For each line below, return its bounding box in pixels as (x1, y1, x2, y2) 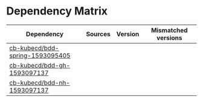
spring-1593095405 (9, 51, 71, 60)
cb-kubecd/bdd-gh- (9, 61, 71, 69)
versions (156, 33, 182, 42)
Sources (86, 30, 111, 38)
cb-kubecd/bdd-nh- (9, 78, 71, 87)
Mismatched (150, 26, 188, 34)
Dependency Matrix (6, 4, 108, 18)
